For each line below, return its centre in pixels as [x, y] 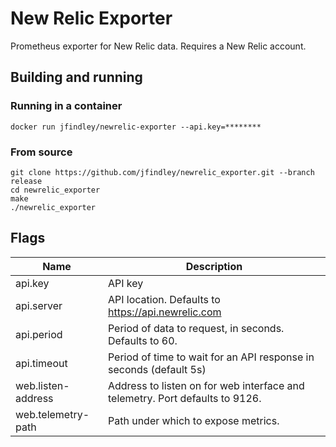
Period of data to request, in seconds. [196, 328]
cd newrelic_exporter [55, 190]
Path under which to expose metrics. [193, 420]
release [26, 181]
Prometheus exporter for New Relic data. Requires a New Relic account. [158, 46]
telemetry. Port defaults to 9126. [184, 398]
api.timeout [41, 363]
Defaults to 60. [142, 340]
